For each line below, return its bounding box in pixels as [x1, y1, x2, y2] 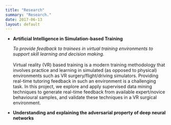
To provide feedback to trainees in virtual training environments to [12, 45, 153, 52]
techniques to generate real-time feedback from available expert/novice [12, 89, 165, 95]
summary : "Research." [5, 12, 52, 17]
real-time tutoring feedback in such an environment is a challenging [12, 78, 156, 84]
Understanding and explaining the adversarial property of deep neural [12, 110, 166, 116]
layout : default [5, 21, 40, 27]
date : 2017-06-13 [5, 17, 43, 22]
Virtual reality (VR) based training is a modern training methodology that [12, 62, 165, 68]
